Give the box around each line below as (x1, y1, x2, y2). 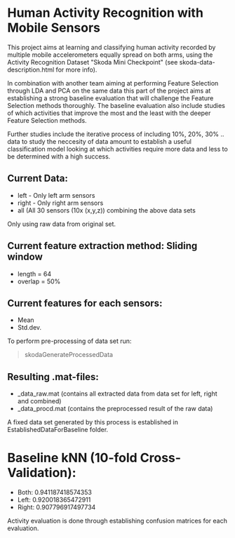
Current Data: (7, 173, 68, 184)
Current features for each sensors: (7, 297, 163, 309)
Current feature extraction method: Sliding (7, 240, 198, 252)
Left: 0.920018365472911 (17, 496, 91, 504)
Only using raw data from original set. (7, 220, 116, 228)
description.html (7, 65, 55, 74)
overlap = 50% (17, 277, 61, 285)
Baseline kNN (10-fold (7, 450, 138, 466)
